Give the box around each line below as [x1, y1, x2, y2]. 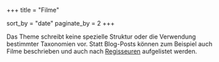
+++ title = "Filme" [6, 6, 60, 14]
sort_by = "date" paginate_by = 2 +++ [6, 19, 115, 27]
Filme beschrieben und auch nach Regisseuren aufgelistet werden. [6, 48, 198, 55]
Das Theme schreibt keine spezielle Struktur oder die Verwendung [6, 32, 196, 41]
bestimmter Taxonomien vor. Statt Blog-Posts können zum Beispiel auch [6, 40, 213, 48]
